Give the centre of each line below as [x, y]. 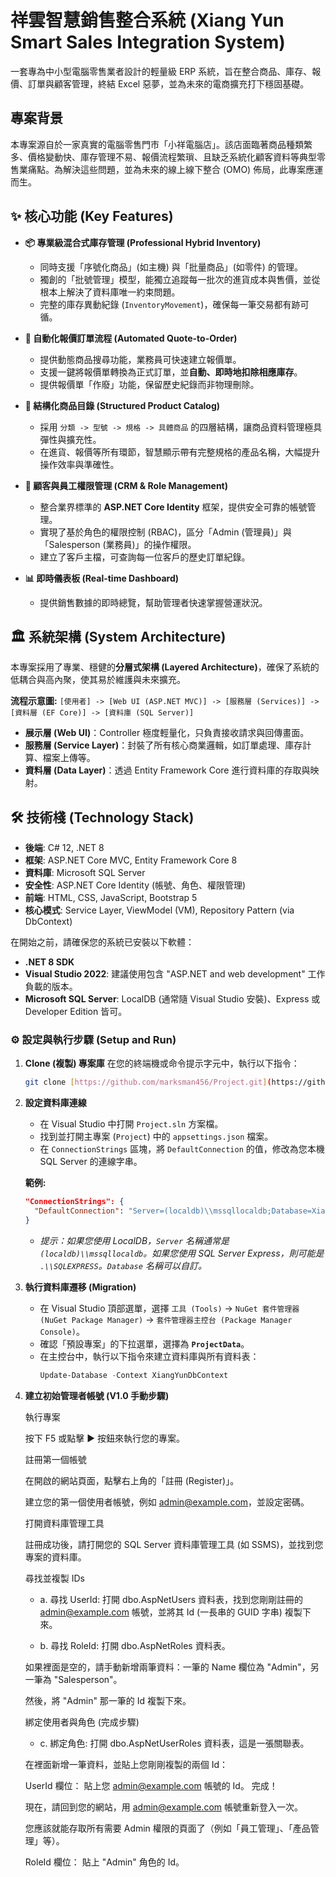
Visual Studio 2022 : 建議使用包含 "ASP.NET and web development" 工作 [175, 974]
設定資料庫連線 [55, 1103]
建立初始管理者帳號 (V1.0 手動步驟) [97, 1395]
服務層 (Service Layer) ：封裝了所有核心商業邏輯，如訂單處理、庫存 [163, 745]
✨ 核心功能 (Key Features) [92, 216]
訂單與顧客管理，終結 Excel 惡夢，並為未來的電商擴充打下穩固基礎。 [168, 83]
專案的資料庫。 [55, 1557]
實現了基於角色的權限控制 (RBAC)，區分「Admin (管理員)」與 [165, 532]
